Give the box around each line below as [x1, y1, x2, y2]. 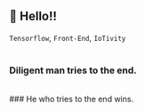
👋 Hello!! [9, 9, 58, 24]
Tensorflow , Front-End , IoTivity [9, 32, 126, 43]
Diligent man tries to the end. [9, 64, 137, 76]
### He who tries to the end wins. [9, 94, 134, 105]
